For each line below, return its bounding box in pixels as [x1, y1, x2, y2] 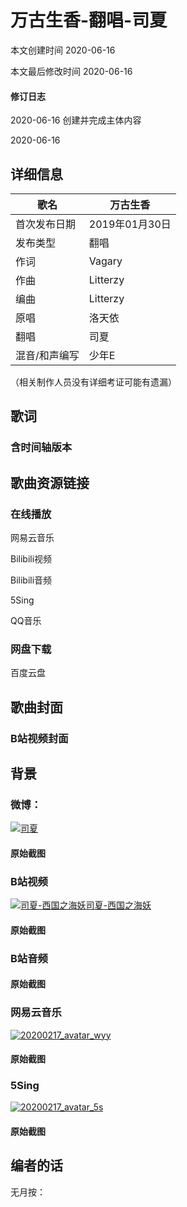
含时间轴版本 [10, 441, 73, 455]
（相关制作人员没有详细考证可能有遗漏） [10, 376, 177, 388]
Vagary [88, 254, 123, 268]
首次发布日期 [15, 217, 77, 231]
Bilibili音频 [10, 574, 53, 586]
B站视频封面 [10, 731, 69, 745]
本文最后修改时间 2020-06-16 [10, 65, 133, 77]
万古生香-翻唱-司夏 [10, 9, 168, 32]
